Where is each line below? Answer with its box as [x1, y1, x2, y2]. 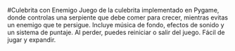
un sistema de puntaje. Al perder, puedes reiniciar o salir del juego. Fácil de [7, 28, 225, 36]
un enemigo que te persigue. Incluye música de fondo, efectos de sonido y [7, 21, 224, 29]
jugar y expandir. [7, 36, 56, 44]
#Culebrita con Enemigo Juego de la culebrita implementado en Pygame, [7, 6, 220, 14]
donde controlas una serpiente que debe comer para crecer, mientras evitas [7, 13, 229, 22]
